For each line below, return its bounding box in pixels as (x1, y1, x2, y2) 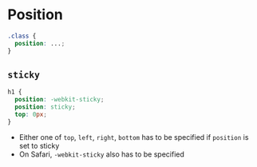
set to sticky (18, 141, 60, 150)
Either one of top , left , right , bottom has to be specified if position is (18, 132, 249, 141)
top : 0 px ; (14, 110, 47, 118)
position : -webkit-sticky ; (14, 96, 105, 104)
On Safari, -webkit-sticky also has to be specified (18, 149, 185, 159)
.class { (7, 32, 37, 40)
